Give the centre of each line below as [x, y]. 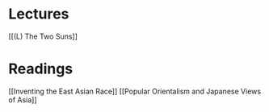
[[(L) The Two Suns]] [43, 36]
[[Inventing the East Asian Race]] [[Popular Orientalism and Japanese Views [134, 91]
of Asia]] [23, 100]
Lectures [39, 14]
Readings [41, 69]
